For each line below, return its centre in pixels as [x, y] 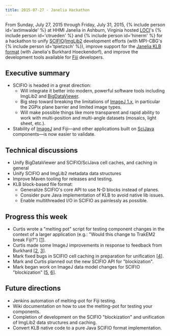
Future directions [33, 288]
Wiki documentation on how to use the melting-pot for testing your [82, 306]
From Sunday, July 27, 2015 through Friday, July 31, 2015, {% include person [85, 25]
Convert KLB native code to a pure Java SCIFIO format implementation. [87, 328]
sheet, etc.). [33, 124]
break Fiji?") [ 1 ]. [29, 240]
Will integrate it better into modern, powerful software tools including [92, 91]
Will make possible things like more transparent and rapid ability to [90, 112]
